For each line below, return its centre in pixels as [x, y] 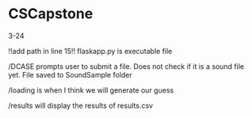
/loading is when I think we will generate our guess [91, 90]
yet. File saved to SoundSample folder [70, 74]
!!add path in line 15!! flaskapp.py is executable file [90, 51]
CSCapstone [51, 14]
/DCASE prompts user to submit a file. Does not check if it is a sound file [126, 66]
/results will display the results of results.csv [80, 105]
